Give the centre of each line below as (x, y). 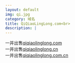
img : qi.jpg (17, 14)
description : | (21, 28)
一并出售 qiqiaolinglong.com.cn (37, 56)
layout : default (22, 10)
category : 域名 (20, 19)
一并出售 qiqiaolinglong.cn (32, 49)
